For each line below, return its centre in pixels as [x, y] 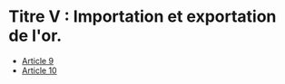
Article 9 [38, 61]
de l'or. [35, 36]
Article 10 [39, 70]
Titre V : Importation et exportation [142, 17]
